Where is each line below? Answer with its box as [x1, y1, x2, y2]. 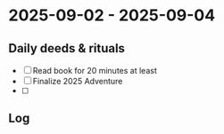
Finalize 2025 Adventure [32, 76, 123, 86]
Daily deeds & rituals [8, 41, 126, 56]
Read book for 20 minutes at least [32, 66, 157, 75]
